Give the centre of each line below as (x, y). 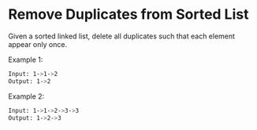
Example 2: (26, 96)
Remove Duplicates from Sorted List (128, 14)
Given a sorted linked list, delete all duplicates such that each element (121, 36)
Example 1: (26, 60)
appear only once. (38, 44)
